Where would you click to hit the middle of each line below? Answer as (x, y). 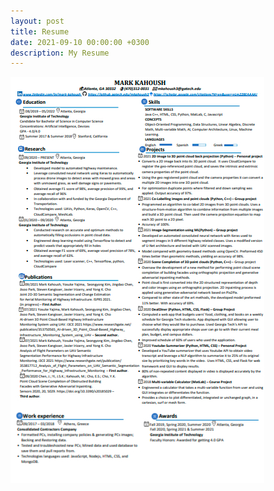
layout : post (37, 21)
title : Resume (40, 31)
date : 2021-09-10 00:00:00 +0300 (80, 42)
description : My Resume (60, 53)
